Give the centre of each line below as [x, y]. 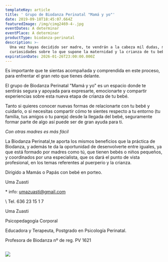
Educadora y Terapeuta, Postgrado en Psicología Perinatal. [66, 230]
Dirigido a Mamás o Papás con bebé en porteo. [54, 172]
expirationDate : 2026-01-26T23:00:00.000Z [50, 56]
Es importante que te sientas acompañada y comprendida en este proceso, [82, 71]
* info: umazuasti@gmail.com [35, 192]
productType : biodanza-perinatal [40, 38]
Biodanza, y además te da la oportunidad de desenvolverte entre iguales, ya [83, 147]
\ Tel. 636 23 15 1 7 [24, 201]
